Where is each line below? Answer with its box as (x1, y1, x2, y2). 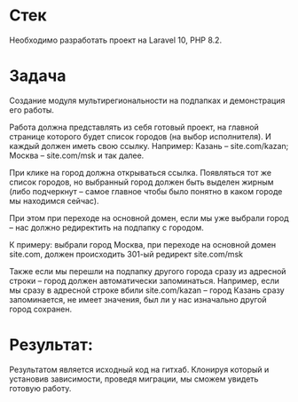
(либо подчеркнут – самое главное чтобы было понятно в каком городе (9, 185, 283, 196)
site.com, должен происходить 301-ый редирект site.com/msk (9, 248, 244, 259)
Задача (9, 66, 67, 86)
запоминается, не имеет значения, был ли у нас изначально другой (9, 294, 268, 304)
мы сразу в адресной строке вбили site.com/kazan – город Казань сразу (9, 285, 286, 296)
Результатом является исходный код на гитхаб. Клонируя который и (9, 364, 270, 374)
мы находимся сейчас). (9, 195, 99, 206)
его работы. (9, 104, 55, 115)
